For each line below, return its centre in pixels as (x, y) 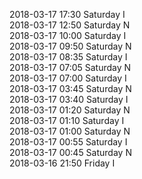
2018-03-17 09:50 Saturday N (70, 46)
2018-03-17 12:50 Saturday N (70, 25)
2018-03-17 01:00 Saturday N (70, 131)
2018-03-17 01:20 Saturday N (70, 110)
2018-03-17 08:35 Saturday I (68, 57)
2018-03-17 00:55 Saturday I (68, 142)
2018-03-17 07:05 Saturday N (70, 67)
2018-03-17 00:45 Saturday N (70, 152)
